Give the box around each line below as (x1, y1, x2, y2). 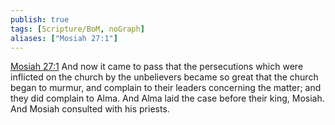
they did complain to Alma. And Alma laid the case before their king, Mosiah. (10, 92, 325, 105)
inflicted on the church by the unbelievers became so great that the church (10, 71, 319, 83)
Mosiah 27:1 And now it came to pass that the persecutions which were (10, 61, 304, 73)
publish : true (10, 14, 70, 25)
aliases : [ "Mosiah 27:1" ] (10, 33, 118, 43)
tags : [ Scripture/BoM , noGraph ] (10, 24, 145, 34)
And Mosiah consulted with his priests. (10, 103, 170, 115)
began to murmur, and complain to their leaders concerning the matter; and (10, 82, 322, 94)
